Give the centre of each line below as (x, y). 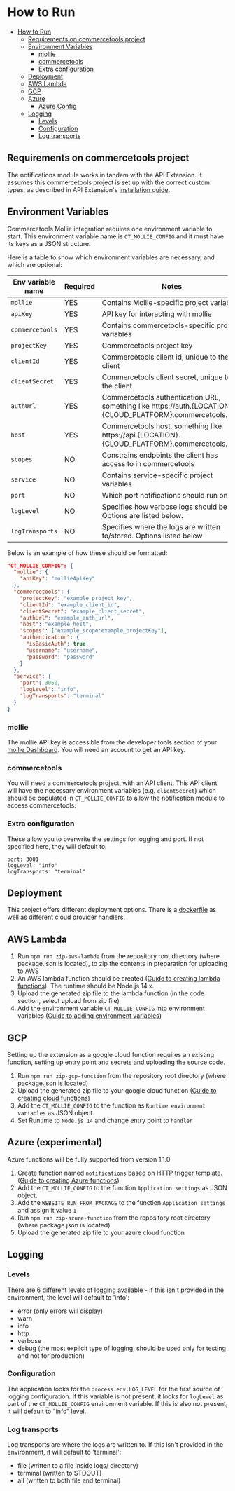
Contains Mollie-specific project (155, 302)
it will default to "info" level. (47, 1411)
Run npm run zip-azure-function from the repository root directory (114, 1218)
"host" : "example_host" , (56, 625)
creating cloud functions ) (54, 1098)
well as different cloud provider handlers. (66, 917)
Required (80, 286)
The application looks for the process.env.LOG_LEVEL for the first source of (114, 1389)
